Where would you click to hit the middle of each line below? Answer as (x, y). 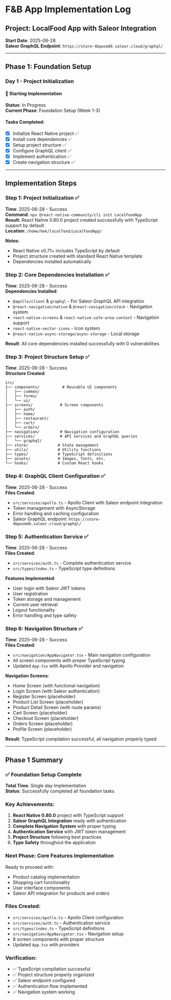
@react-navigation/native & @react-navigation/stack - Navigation (82, 307)
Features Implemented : (30, 578)
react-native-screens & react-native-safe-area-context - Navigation (86, 317)
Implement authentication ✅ (42, 156)
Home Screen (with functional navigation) (56, 686)
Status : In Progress (26, 105)
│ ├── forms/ (21, 396)
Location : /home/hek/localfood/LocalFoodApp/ (54, 230)
